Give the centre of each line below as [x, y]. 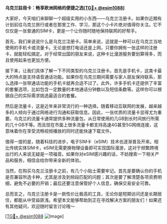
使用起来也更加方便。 [31, 60]
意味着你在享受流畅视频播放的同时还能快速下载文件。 [60, 131]
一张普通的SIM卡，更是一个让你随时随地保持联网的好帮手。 [79, 31]
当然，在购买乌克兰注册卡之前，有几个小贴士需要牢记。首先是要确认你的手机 [83, 171]
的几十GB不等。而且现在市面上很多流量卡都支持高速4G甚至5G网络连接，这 [82, 125]
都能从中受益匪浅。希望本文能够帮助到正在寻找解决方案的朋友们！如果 [85, 200]
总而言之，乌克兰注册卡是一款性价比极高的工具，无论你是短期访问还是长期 [81, 194]
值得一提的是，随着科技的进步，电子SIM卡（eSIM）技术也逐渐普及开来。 [80, 142]
